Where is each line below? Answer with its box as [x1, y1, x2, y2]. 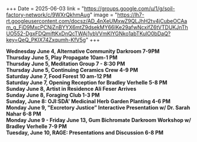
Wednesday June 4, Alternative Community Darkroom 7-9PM [6, 48, 160, 55]
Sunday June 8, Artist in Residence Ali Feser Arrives [6, 85, 136, 92]
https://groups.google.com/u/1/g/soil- [84, 5, 175, 12]
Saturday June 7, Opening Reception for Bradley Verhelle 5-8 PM [6, 79, 168, 86]
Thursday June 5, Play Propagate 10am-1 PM [6, 54, 118, 61]
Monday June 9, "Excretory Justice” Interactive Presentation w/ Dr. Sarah [6, 104, 191, 111]
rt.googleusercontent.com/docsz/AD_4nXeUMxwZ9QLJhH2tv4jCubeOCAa [6, 18, 188, 24]
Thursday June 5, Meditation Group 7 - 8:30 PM [6, 60, 125, 67]
